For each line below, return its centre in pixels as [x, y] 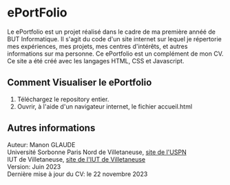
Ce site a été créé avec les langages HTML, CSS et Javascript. [96, 61]
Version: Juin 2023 [34, 166]
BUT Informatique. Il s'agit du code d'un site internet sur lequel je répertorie [114, 39]
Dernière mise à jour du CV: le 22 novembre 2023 [77, 174]
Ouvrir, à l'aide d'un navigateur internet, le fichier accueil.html [105, 106]
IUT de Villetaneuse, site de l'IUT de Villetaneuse [76, 159]
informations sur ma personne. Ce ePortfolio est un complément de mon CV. [115, 54]
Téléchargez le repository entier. [63, 99]
